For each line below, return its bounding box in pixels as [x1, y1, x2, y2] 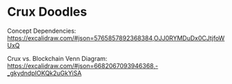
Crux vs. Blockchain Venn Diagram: [7, 54, 108, 62]
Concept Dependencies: [7, 27, 77, 35]
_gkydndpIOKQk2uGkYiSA [7, 69, 82, 77]
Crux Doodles [7, 4, 88, 20]
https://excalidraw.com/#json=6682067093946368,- [7, 61, 159, 70]
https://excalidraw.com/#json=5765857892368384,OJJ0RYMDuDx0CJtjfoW [7, 33, 225, 42]
